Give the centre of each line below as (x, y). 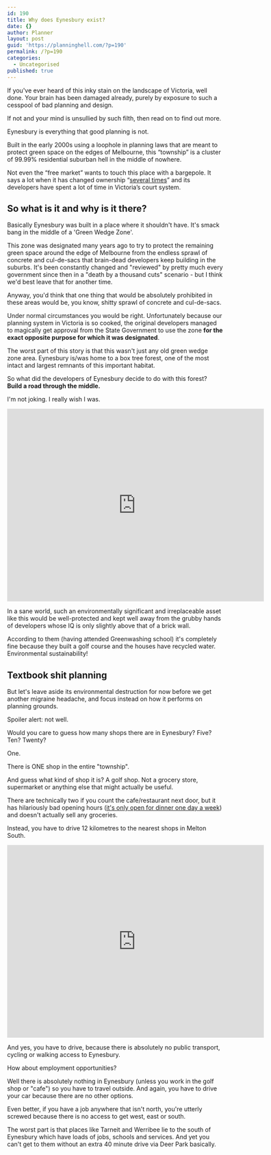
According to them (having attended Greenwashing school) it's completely (112, 639)
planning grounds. (33, 706)
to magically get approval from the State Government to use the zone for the (115, 330)
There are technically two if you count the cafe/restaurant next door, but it (112, 800)
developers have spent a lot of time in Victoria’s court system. (94, 187)
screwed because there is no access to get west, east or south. (96, 1117)
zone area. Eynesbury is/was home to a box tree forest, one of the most (108, 358)
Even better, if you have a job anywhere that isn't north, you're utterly (105, 1109)
